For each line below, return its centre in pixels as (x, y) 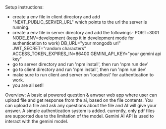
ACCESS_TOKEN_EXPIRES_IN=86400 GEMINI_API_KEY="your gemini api (87, 54)
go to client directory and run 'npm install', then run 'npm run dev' (80, 69)
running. (21, 27)
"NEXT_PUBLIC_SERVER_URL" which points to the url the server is (80, 22)
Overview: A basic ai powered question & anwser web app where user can (81, 95)
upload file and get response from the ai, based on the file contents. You (79, 100)
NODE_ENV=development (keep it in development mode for (73, 38)
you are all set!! (28, 85)
